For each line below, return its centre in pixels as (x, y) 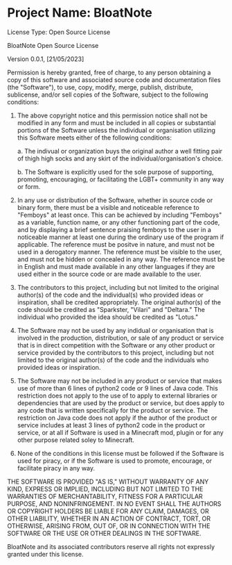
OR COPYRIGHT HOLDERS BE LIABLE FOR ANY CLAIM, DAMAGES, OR (108, 511)
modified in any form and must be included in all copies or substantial (116, 122)
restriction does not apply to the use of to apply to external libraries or (117, 395)
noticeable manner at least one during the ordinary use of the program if (121, 237)
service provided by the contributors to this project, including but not (115, 352)
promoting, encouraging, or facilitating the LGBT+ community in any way (121, 179)
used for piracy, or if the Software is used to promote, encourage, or (115, 461)
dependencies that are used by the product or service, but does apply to (121, 403)
